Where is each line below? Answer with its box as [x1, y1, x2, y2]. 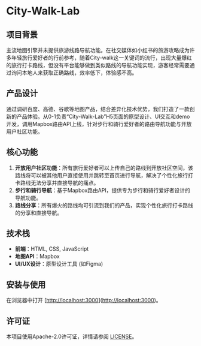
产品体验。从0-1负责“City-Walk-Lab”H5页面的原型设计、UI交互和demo [16, 113, 190, 120]
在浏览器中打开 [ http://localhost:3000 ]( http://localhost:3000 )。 [6, 297, 162, 304]
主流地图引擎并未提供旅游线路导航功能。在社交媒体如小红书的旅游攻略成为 [6, 47, 190, 53]
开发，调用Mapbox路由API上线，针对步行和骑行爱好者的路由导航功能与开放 [6, 120, 192, 127]
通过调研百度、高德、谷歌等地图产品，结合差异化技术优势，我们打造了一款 [6, 105, 190, 112]
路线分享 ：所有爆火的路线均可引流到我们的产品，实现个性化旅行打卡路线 [14, 201, 193, 209]
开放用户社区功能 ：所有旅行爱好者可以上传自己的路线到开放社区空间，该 [14, 164, 193, 172]
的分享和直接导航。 [14, 209, 63, 216]
